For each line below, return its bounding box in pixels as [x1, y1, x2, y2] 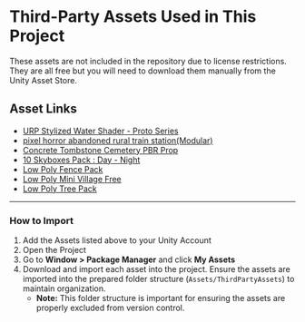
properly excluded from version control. [35, 302, 185, 314]
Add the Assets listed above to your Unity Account [22, 235, 212, 246]
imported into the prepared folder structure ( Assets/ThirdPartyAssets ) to [22, 274, 295, 285]
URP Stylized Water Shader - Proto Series [22, 125, 179, 136]
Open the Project [22, 245, 86, 256]
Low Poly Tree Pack [22, 183, 97, 194]
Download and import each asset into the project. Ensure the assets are [22, 264, 290, 275]
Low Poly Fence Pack [22, 163, 103, 174]
